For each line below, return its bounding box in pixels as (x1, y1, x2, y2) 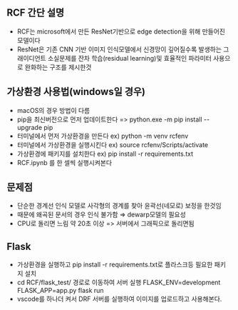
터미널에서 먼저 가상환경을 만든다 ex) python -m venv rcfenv (16, 131, 189, 140)
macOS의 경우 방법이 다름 (16, 106, 90, 114)
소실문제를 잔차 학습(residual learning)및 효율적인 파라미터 (48, 54, 212, 62)
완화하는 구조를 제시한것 (24, 63, 92, 71)
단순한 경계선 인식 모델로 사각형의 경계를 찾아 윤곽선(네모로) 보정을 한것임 (16, 201, 222, 210)
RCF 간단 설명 (6, 6, 65, 19)
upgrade (16, 123, 43, 131)
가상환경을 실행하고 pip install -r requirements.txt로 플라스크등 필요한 (16, 260, 213, 269)
